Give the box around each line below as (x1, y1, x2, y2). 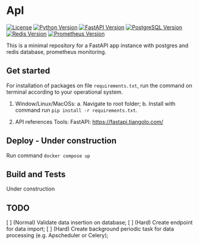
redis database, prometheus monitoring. (6, 48, 107, 55)
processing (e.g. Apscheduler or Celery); (6, 232, 109, 239)
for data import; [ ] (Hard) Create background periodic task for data (6, 225, 174, 233)
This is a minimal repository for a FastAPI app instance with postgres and (6, 42, 189, 49)
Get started (6, 66, 50, 76)
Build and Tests (6, 169, 66, 179)
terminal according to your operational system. (6, 88, 123, 96)
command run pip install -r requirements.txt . (15, 106, 138, 114)
